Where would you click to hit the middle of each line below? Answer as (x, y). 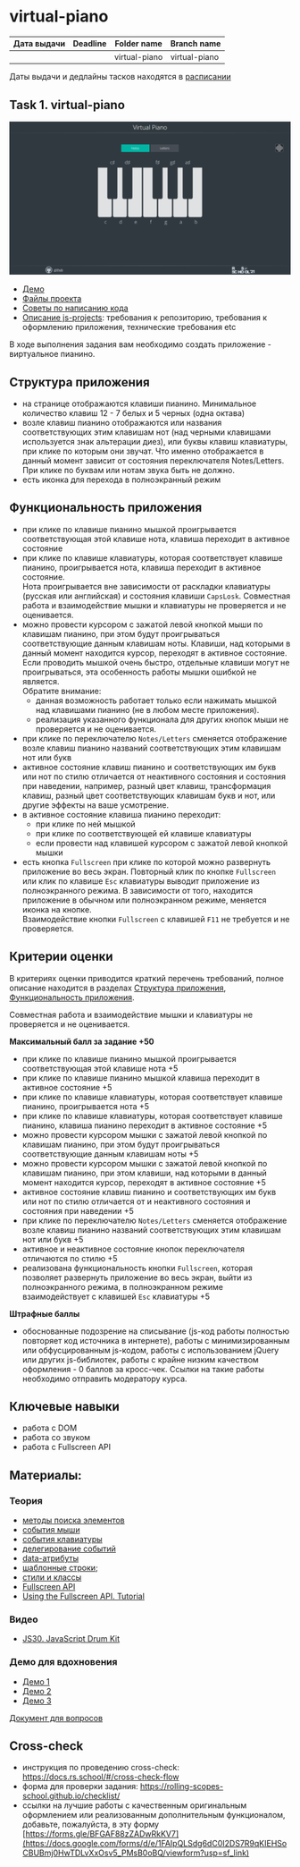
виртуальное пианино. (52, 354)
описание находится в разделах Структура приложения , (118, 988)
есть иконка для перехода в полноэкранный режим (121, 479)
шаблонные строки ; (60, 1568)
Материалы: (46, 1475)
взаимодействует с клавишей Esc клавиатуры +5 (116, 1296)
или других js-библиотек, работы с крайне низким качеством (140, 1359)
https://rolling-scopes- (182, 1786)
